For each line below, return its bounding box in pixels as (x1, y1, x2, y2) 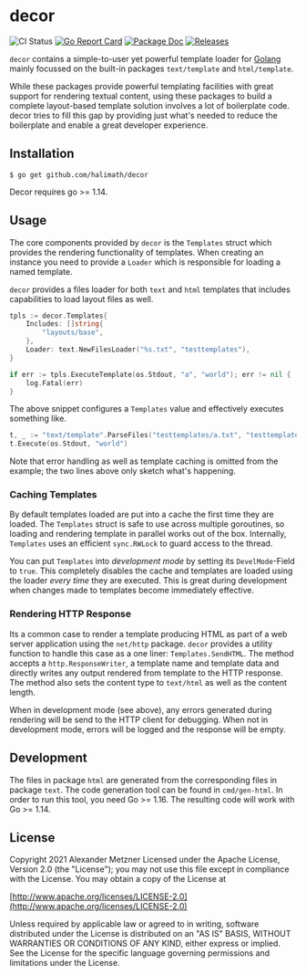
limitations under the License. (9, 958, 120, 969)
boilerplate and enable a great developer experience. (9, 120, 209, 131)
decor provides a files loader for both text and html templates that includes (9, 284, 291, 295)
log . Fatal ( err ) (25, 378, 84, 388)
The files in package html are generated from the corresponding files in (9, 774, 278, 785)
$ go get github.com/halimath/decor (9, 170, 148, 179)
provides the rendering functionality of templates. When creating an (9, 246, 264, 257)
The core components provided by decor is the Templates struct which (9, 236, 272, 247)
